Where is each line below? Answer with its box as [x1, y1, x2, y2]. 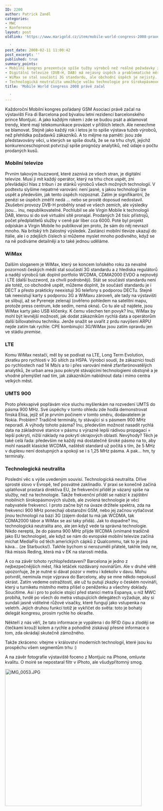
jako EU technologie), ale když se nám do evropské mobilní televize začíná [5, 533, 154, 539]
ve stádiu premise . [5, 329, 42, 335]
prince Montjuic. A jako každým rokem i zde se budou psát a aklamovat [5, 117, 147, 122]
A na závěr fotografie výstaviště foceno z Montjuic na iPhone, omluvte [5, 654, 146, 660]
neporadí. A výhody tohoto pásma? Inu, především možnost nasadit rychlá [5, 422, 154, 428]
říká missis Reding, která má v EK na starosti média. [5, 549, 108, 554]
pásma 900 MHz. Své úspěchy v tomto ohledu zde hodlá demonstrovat [5, 406, 147, 412]
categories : [5, 16, 29, 21]
